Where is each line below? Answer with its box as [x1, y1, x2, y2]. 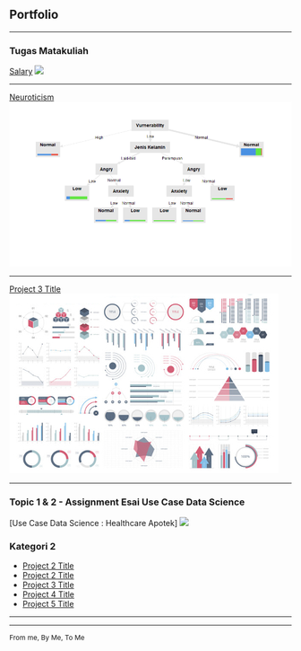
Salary [9, 66, 33, 77]
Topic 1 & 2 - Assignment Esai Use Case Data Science [9, 496, 245, 508]
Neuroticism [9, 92, 55, 102]
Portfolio [9, 7, 59, 22]
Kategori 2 [9, 540, 56, 552]
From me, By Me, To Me [9, 633, 85, 643]
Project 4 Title [21, 589, 74, 600]
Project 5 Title [21, 599, 74, 610]
